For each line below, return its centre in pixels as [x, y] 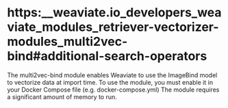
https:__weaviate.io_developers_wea [114, 13]
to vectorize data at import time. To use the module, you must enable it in [110, 82]
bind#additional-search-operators [107, 56]
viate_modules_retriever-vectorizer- [113, 27]
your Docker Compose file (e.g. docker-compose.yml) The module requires [113, 90]
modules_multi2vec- [67, 42]
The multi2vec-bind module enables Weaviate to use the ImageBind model [112, 75]
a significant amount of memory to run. [62, 96]
